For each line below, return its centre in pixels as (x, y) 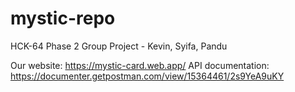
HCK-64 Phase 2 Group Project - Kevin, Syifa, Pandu (119, 46)
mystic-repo (63, 18)
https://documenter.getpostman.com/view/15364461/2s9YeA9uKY (147, 76)
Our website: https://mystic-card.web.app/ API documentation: (140, 65)
